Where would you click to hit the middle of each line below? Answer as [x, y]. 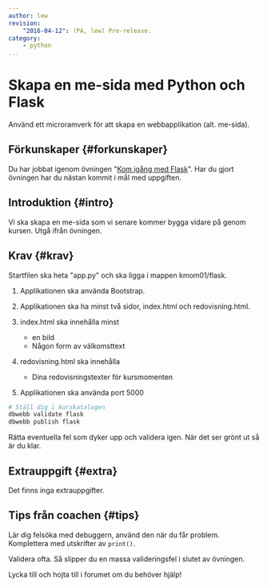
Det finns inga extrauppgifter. [56, 490]
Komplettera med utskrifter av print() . [72, 543]
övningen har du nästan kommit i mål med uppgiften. [95, 177]
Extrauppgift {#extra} [63, 471]
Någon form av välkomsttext [78, 346]
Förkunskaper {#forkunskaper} [88, 150]
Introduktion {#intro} [61, 202]
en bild [43, 337]
